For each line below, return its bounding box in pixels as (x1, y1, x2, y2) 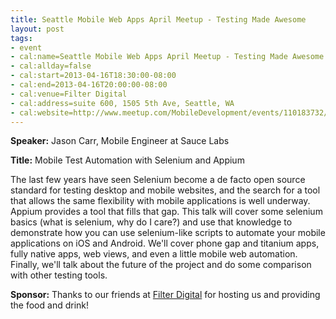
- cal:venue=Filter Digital (10, 89, 128, 99)
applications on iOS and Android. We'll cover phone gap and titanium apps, (10, 237, 320, 250)
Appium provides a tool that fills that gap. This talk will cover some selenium (10, 206, 323, 218)
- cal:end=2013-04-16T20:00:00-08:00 (10, 80, 168, 90)
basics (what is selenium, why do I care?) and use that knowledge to (10, 216, 293, 228)
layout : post (10, 24, 65, 34)
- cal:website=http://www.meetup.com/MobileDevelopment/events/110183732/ (10, 107, 329, 118)
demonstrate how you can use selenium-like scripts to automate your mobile (10, 227, 326, 239)
